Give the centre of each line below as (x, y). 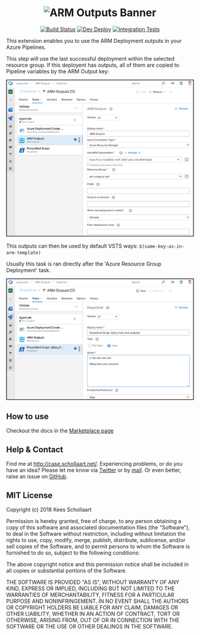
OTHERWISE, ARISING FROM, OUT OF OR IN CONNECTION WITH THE (93, 620)
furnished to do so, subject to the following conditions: (73, 553)
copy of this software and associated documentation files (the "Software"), (98, 527)
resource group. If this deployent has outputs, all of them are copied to (93, 65)
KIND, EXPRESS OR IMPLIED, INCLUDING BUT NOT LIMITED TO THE (90, 589)
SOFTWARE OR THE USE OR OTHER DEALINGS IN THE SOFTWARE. (90, 626)
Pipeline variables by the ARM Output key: (58, 71)
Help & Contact (35, 449)
